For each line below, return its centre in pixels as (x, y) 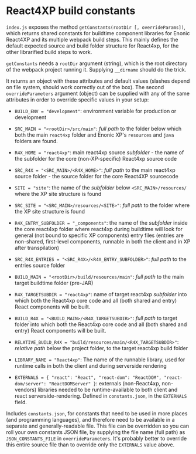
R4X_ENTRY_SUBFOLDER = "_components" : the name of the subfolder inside (101, 223)
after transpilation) (37, 248)
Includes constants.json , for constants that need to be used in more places (97, 413)
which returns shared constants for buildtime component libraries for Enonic (98, 33)
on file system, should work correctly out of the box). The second (85, 87)
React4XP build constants (71, 11)
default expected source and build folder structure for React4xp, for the (92, 46)
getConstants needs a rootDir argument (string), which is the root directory (97, 63)
